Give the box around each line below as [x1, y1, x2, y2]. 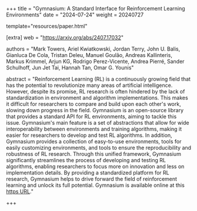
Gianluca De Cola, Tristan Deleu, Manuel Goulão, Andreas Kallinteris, [6, 52, 172, 58]
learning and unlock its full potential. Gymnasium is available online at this [6, 182, 185, 189]
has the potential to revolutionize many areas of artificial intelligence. [6, 82, 173, 89]
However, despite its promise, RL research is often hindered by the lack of [6, 88, 185, 95]
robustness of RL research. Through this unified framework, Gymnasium [6, 150, 181, 158]
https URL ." [6, 188, 34, 195]
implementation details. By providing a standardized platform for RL [6, 169, 169, 176]
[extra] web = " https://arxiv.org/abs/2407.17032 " [6, 34, 124, 41]
